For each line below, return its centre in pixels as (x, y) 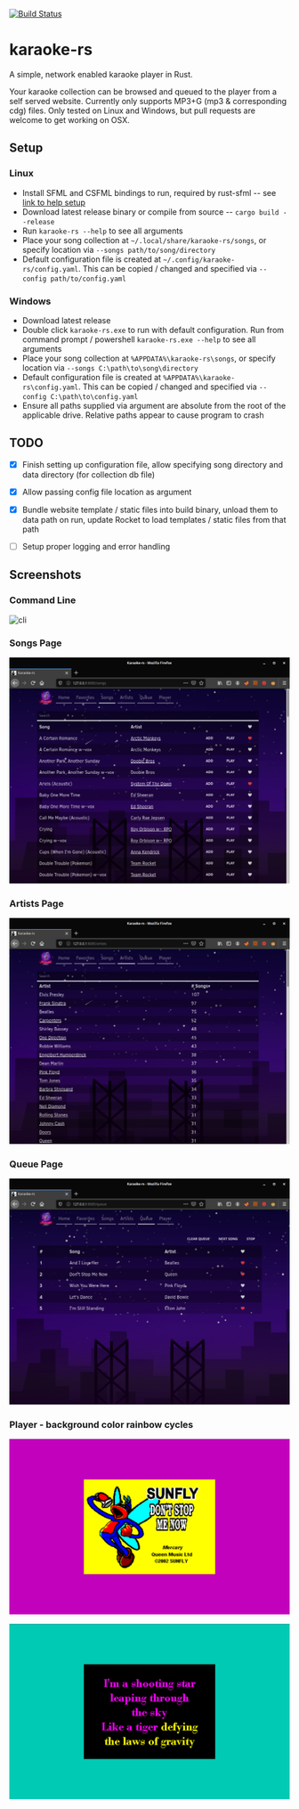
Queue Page (36, 1164)
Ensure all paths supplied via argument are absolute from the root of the (154, 405)
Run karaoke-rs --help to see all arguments (103, 231)
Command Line (43, 600)
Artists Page (36, 903)
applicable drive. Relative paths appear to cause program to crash (143, 415)
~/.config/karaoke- (199, 260)
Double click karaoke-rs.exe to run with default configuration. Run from (153, 330)
